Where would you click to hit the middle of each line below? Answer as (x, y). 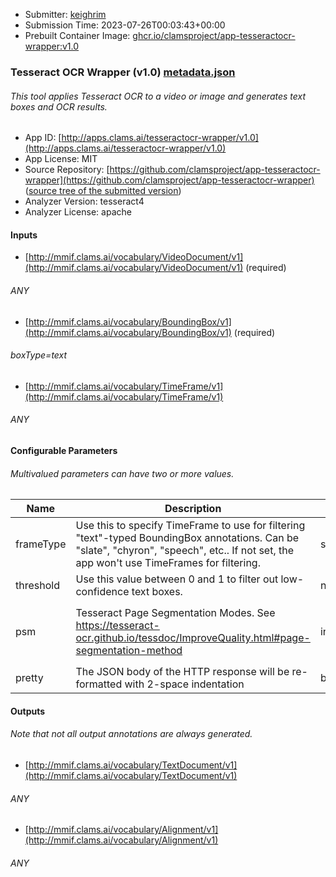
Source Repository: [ (67, 170)
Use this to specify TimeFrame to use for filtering (190, 526)
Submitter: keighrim (65, 14)
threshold (37, 586)
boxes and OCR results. (59, 106)
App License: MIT (61, 159)
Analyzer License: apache (78, 212)
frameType (41, 544)
